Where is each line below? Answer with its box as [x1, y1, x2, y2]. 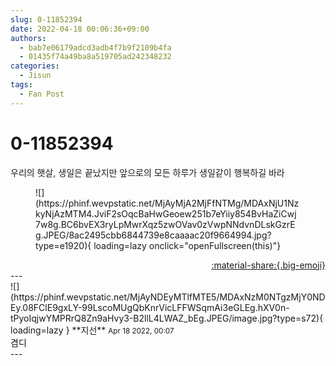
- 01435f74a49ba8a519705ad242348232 [19, 52, 172, 62]
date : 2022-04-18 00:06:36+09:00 [10, 24, 150, 34]
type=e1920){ [35, 239, 92, 251]
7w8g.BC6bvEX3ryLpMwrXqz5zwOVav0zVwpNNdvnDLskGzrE [35, 218, 296, 230]
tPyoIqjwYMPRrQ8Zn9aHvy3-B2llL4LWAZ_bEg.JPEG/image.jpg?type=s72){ [10, 312, 324, 324]
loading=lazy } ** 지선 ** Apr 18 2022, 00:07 [10, 324, 175, 336]
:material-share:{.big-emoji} [211, 259, 326, 271]
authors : [10, 33, 47, 43]
